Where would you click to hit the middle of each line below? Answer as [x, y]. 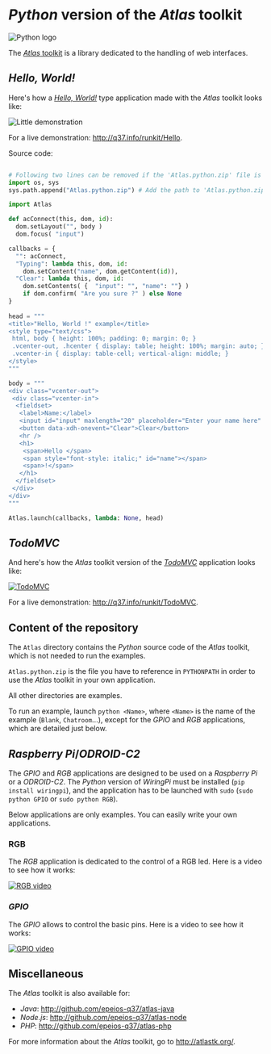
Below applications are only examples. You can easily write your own [123, 814]
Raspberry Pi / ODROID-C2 [75, 753]
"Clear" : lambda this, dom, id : [70, 279]
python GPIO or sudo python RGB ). [63, 799]
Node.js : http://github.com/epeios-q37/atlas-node [103, 1018]
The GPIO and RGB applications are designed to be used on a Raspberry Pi [133, 773]
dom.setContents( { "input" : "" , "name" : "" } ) [106, 287]
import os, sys [34, 182]
